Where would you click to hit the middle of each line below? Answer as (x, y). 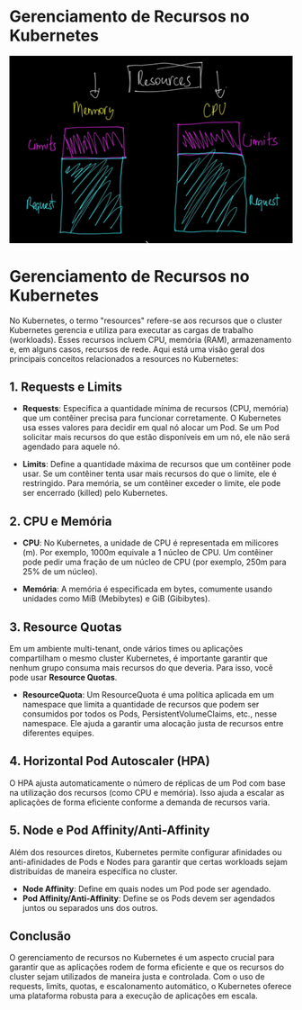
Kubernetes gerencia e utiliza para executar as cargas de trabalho (131, 329)
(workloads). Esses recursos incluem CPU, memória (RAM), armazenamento (151, 339)
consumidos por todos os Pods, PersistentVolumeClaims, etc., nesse (150, 714)
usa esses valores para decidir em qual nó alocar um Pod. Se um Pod (151, 428)
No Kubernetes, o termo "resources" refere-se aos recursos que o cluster (146, 320)
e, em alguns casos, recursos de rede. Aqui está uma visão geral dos (137, 349)
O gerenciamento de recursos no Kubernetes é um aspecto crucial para (142, 958)
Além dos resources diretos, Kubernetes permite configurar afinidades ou (146, 852)
